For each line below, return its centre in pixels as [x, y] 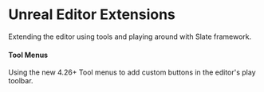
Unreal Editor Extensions [92, 15]
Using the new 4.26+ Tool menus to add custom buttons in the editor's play [132, 72]
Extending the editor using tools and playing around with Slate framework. [130, 36]
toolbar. [21, 81]
